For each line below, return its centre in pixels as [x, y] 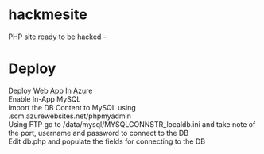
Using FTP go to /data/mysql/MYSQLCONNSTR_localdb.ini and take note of [132, 124]
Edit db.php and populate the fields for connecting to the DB [107, 141]
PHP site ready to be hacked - [58, 37]
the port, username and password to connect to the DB [99, 133]
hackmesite [48, 15]
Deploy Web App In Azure [50, 90]
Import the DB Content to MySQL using [72, 107]
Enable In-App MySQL [45, 99]
